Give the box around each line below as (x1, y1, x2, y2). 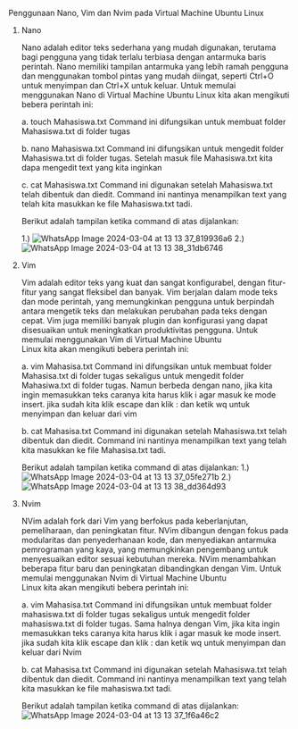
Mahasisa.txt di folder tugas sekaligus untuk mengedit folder (21, 371, 244, 381)
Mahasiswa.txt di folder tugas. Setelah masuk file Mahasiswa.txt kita (21, 153, 273, 163)
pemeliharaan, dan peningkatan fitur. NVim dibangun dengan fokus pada (21, 525, 289, 535)
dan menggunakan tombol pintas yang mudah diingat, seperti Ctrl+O (21, 71, 274, 81)
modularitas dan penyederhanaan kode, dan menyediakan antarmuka (21, 535, 277, 545)
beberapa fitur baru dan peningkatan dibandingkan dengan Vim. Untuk (21, 563, 282, 574)
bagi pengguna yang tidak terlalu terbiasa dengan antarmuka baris (21, 52, 267, 62)
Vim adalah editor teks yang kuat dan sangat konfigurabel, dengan (21, 277, 266, 288)
